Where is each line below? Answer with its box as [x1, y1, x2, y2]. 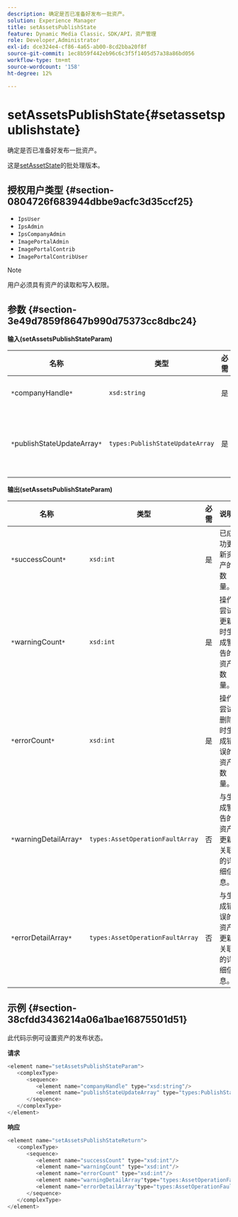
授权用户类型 [7, 184, 64, 196]
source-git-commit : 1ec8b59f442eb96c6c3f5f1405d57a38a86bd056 [7, 50, 195, 58]
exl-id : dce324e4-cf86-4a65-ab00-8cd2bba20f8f [7, 43, 147, 50]
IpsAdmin [17, 223, 44, 231]
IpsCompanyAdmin [17, 231, 66, 238]
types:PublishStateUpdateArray [108, 440, 215, 448]
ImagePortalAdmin [17, 239, 69, 246]
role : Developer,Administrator [7, 37, 100, 44]
